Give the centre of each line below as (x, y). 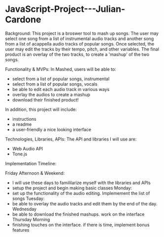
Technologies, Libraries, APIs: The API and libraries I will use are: (71, 139)
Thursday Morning (31, 219)
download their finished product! (45, 99)
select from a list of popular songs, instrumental (61, 79)
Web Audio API (28, 148)
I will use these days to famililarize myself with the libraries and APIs (82, 183)
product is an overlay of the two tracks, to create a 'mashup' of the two (77, 54)
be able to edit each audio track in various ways (61, 89)
